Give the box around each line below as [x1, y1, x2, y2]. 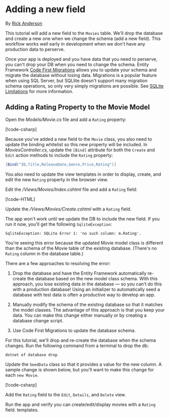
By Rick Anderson [5, 20, 42, 26]
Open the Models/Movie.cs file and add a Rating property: [5, 116, 126, 122]
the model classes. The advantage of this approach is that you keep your [12, 307, 165, 313]
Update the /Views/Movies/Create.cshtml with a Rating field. [5, 206, 132, 212]
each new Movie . [5, 372, 39, 378]
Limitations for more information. [5, 88, 73, 94]
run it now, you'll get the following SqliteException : [5, 221, 112, 227]
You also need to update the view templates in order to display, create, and [5, 171, 161, 177]
